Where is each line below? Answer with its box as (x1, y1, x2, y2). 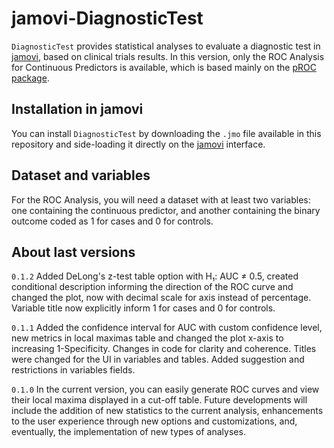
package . (11, 72, 50, 84)
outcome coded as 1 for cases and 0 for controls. (11, 215, 214, 227)
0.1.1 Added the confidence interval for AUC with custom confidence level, (11, 322, 323, 334)
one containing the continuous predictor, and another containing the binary (11, 204, 321, 216)
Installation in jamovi (11, 101, 144, 118)
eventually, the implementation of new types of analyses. (11, 426, 246, 438)
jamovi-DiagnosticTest (11, 7, 204, 30)
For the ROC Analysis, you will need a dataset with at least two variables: (11, 193, 311, 206)
